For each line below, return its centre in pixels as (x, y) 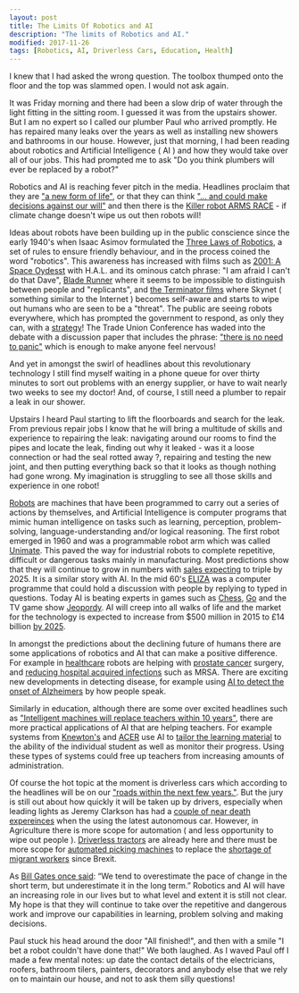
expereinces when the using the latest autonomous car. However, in (134, 821)
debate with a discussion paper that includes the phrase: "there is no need (146, 337)
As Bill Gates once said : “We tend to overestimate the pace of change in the (148, 876)
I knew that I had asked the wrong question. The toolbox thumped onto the (146, 76)
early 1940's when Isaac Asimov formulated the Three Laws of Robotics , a (146, 242)
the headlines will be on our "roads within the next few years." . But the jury (146, 793)
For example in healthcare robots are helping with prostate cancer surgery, (147, 663)
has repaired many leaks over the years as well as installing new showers (144, 131)
